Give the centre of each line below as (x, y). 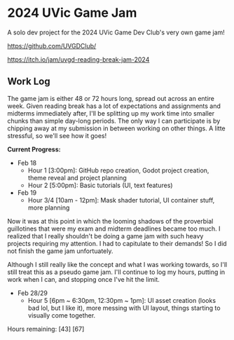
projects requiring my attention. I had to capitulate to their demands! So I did (117, 243)
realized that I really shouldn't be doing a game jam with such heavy (105, 236)
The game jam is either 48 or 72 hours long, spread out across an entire (111, 98)
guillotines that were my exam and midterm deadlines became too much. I (114, 229)
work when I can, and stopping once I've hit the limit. (83, 279)
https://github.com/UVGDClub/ (52, 46)
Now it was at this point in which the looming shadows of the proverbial (110, 221)
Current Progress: (34, 149)
